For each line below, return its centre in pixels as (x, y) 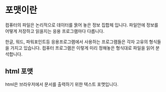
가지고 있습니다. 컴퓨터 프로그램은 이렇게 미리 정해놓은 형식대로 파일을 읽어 (82, 48)
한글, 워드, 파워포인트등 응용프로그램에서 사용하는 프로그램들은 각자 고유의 (77, 42)
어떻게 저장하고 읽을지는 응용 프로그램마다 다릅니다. (55, 31)
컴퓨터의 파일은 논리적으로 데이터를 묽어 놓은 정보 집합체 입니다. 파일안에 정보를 (82, 25)
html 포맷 (19, 71)
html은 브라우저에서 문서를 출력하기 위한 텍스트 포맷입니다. (62, 84)
